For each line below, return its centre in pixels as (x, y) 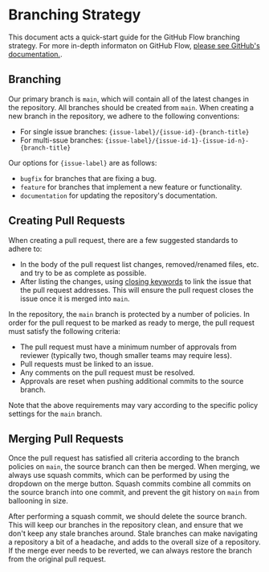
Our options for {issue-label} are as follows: (83, 163)
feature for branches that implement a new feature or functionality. (131, 187)
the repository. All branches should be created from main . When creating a (131, 107)
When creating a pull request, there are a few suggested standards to (123, 240)
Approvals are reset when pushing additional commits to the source (132, 381)
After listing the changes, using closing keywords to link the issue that (135, 281)
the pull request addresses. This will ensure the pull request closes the (137, 290)
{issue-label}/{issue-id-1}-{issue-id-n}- (177, 141)
